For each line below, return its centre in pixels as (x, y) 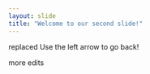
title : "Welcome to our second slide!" (76, 24)
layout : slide (32, 16)
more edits (26, 63)
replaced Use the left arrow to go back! (74, 46)
